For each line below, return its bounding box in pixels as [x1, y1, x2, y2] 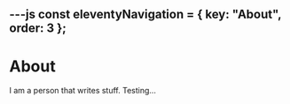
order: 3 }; [9, 21, 67, 36]
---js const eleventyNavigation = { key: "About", [9, 7, 282, 22]
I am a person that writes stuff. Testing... [9, 85, 157, 96]
